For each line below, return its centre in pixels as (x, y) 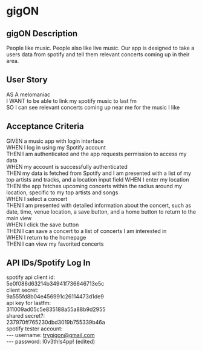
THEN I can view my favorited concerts (55, 244)
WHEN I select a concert (37, 198)
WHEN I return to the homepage (46, 237)
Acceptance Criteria (45, 126)
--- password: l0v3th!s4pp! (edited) (51, 342)
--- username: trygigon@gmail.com (50, 335)
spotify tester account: (34, 329)
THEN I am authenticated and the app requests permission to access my (96, 154)
